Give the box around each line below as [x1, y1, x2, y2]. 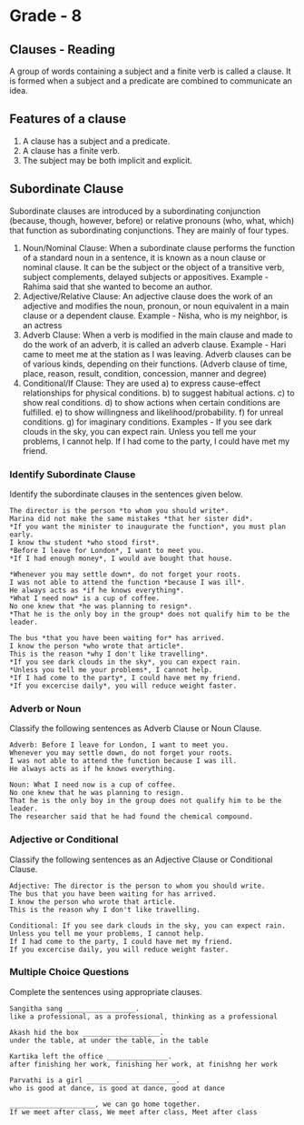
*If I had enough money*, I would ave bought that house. [9, 554, 233, 563]
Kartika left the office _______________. [9, 1051, 172, 1060]
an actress [22, 319, 63, 330]
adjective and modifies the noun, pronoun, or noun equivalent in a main [22, 300, 289, 311]
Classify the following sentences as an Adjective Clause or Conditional [9, 854, 273, 865]
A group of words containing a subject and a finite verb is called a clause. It [9, 65, 292, 76]
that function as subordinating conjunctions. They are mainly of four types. [9, 225, 289, 236]
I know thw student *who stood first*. [9, 537, 161, 547]
